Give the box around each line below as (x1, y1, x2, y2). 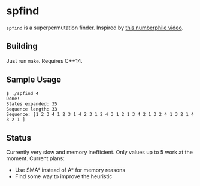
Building (6, 41, 38, 51)
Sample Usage (6, 75, 62, 85)
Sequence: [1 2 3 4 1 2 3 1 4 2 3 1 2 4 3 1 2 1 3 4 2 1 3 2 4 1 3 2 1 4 (6, 111, 195, 117)
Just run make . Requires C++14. (6, 57, 83, 64)
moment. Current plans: (6, 155, 65, 162)
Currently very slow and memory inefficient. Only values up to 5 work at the (6, 148, 193, 156)
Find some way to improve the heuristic (14, 173, 113, 180)
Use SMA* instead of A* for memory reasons (14, 166, 126, 174)
